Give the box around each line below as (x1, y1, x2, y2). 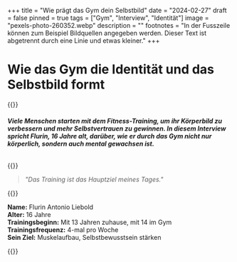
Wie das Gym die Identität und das (7, 61, 215, 78)
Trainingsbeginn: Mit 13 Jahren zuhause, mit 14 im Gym (7, 218, 172, 227)
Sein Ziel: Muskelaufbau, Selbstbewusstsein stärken (7, 233, 162, 242)
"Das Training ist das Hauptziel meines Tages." (24, 175, 164, 184)
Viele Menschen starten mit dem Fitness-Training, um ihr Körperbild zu (7, 116, 223, 125)
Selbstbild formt (7, 76, 105, 93)
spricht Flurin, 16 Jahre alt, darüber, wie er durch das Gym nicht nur (7, 131, 212, 140)
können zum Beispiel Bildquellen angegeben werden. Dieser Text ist (7, 29, 207, 37)
